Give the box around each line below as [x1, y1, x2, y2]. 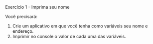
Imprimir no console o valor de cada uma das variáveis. [12, 34, 126, 39]
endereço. [12, 28, 34, 34]
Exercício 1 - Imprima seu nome [5, 4, 70, 10]
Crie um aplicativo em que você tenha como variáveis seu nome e [12, 23, 148, 29]
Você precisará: [5, 14, 38, 19]
